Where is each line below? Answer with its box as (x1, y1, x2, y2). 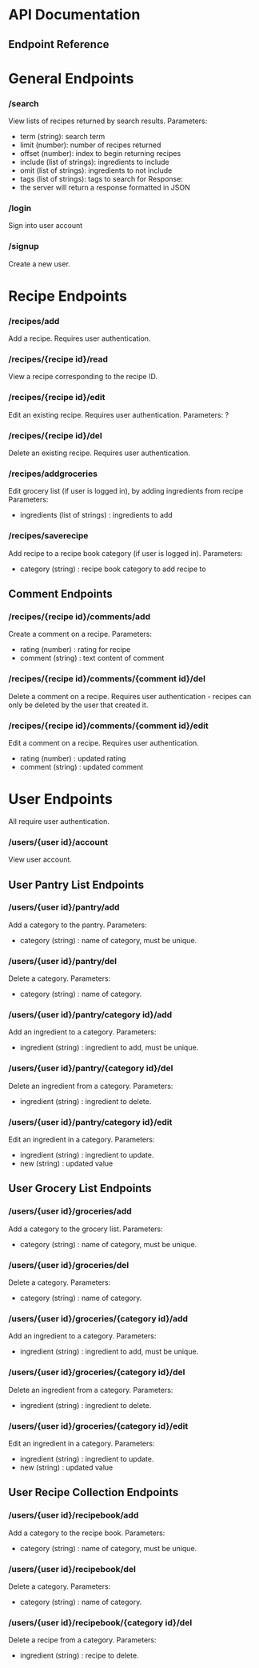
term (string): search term (19, 132, 106, 142)
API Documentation (8, 6, 141, 24)
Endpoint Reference (8, 38, 110, 51)
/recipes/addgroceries (8, 468, 98, 479)
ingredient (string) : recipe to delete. (19, 1650, 139, 1661)
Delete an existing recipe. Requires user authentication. (8, 448, 190, 458)
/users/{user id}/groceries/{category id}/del (8, 1366, 185, 1378)
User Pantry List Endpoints (8, 878, 145, 891)
